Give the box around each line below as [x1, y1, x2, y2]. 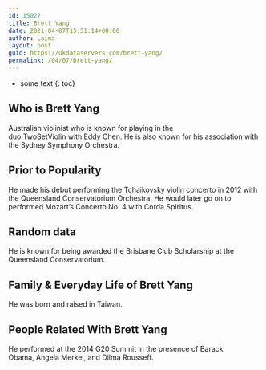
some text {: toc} [19, 78, 76, 88]
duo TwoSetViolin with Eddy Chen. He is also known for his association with [8, 132, 259, 141]
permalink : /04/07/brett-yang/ [8, 57, 113, 65]
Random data [8, 225, 76, 238]
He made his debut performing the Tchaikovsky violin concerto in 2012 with [8, 185, 258, 194]
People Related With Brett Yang [8, 323, 167, 336]
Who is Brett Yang [8, 102, 100, 116]
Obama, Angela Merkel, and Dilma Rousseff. [8, 352, 154, 362]
